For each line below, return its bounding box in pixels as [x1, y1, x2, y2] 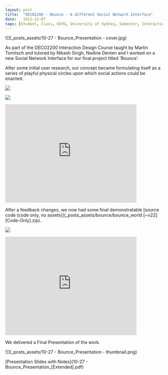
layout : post [5, 7, 32, 12]
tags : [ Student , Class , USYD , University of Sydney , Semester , [5, 21, 140, 26]
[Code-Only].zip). [5, 217, 41, 223]
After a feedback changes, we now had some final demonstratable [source [5, 207, 159, 213]
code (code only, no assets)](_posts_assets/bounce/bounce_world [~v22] [5, 212, 157, 218]
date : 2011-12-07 [5, 16, 46, 21]
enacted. [5, 75, 23, 81]
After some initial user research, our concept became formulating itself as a [5, 65, 161, 71]
